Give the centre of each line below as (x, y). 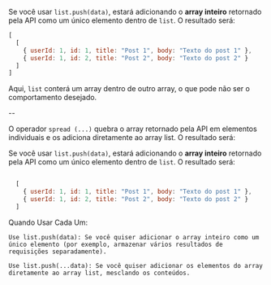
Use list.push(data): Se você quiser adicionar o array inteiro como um (134, 237)
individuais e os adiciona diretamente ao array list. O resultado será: (122, 138)
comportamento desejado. (53, 98)
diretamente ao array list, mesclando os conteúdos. (99, 273)
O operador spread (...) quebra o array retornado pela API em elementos (133, 129)
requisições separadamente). (58, 252)
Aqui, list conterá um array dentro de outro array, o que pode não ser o (129, 89)
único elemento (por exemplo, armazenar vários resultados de (116, 244)
